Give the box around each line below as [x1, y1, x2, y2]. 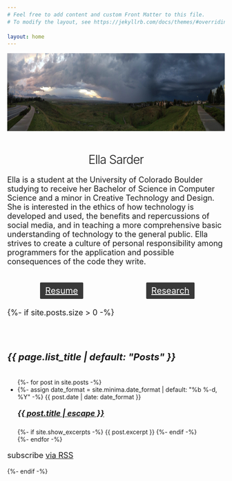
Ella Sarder [88, 152, 144, 167]
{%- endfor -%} [17, 435, 63, 443]
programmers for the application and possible [7, 248, 175, 257]
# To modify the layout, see [7, 18, 91, 26]
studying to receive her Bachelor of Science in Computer [7, 184, 215, 194]
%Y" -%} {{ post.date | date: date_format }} [17, 392, 142, 401]
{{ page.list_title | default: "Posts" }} [7, 350, 176, 363]
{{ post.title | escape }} [17, 408, 105, 419]
